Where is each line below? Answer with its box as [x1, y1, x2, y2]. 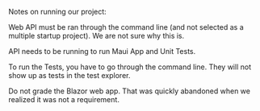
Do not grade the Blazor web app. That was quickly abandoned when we [8, 86, 250, 96]
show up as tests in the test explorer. [8, 71, 131, 80]
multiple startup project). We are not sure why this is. [8, 31, 185, 40]
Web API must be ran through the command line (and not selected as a [8, 23, 244, 31]
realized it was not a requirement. [8, 95, 120, 104]
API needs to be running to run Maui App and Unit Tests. [8, 47, 196, 55]
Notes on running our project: [8, 7, 107, 16]
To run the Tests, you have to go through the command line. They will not [8, 62, 252, 72]
